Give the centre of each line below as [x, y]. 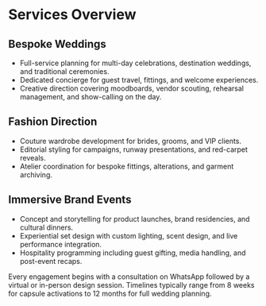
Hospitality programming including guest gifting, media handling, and [133, 253]
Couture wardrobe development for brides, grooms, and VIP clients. [131, 141]
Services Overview [72, 15]
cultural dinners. [46, 227]
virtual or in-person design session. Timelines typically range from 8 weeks [132, 285]
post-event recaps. [51, 261]
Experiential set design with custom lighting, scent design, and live [129, 235]
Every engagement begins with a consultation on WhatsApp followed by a [129, 277]
